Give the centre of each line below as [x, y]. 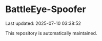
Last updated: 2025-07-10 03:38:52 [43, 23]
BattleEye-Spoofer [46, 9]
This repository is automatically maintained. [51, 33]
